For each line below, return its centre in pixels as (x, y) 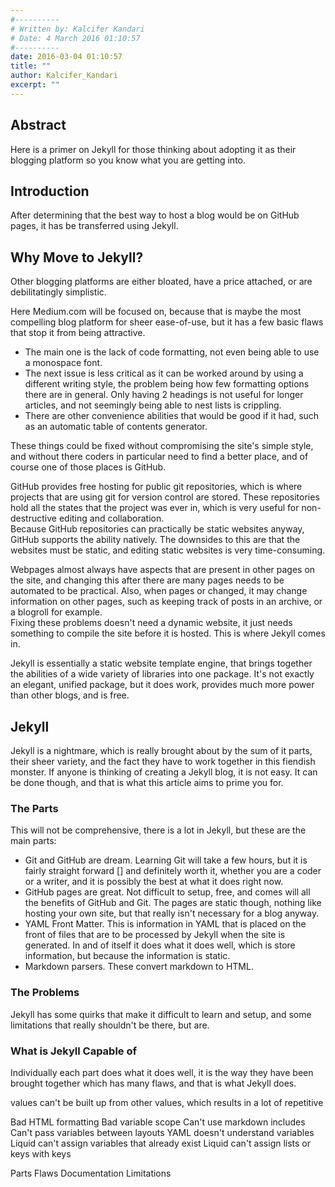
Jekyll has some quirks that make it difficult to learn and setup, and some (161, 1014)
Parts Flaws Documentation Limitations (91, 1173)
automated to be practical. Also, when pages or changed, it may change (159, 591)
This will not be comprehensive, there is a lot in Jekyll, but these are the (158, 830)
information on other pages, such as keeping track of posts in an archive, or (166, 602)
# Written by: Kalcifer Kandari (77, 29)
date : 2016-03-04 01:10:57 (66, 57)
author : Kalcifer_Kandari (64, 76)
